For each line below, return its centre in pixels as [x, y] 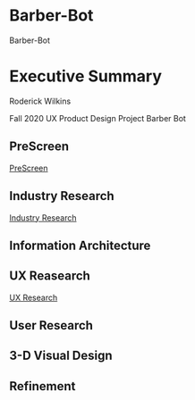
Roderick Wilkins [40, 101]
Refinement [42, 386]
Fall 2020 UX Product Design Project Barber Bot [97, 118]
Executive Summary [86, 76]
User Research [51, 325]
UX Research [34, 297]
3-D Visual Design [61, 356]
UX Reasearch [50, 276]
